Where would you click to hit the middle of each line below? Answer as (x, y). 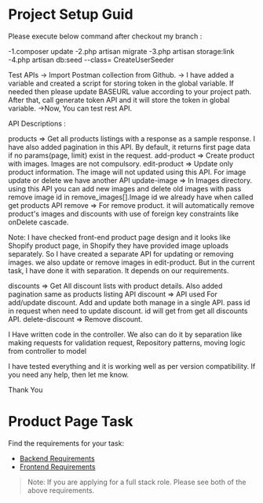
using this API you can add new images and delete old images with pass (125, 188)
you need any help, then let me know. (69, 374)
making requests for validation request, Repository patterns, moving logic (127, 342)
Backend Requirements (57, 458)
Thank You (26, 389)
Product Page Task (71, 422)
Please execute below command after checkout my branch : (105, 36)
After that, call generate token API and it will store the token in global (119, 100)
